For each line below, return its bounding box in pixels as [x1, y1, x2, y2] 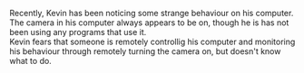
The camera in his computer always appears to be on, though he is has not [9, 17, 289, 28]
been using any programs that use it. [9, 27, 147, 37]
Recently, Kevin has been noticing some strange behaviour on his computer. [9, 8, 294, 18]
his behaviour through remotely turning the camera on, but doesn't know [9, 46, 281, 57]
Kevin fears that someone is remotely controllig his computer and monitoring [9, 36, 296, 47]
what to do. [9, 56, 52, 66]
